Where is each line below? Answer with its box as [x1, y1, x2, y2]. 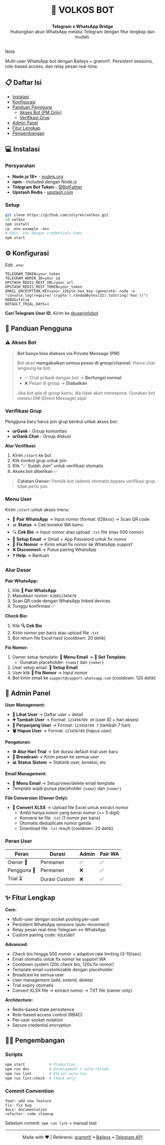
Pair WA [100, 850, 119, 857]
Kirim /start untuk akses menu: [5, 507, 70, 513]
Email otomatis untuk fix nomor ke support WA [12, 956, 107, 962]
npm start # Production [5, 1062, 76, 1067]
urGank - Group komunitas [12, 428, 67, 434]
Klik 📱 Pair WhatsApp [12, 587, 56, 593]
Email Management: [5, 771, 47, 777]
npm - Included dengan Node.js [12, 179, 77, 185]
